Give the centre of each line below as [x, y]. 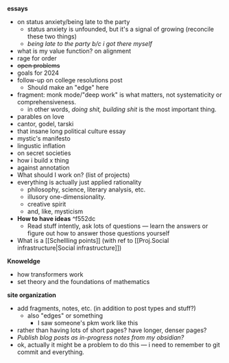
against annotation [43, 167]
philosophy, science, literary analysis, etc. [86, 189]
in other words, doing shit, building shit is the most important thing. [122, 109]
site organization [32, 295]
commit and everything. [50, 352]
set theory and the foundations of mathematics [83, 282]
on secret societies [44, 153]
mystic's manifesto [44, 138]
